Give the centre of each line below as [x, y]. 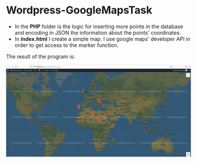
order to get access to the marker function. [67, 45]
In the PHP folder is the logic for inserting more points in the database [99, 26]
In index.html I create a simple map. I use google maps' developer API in [102, 39]
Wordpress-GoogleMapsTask [79, 10]
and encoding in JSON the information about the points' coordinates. [98, 32]
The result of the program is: [40, 56]
